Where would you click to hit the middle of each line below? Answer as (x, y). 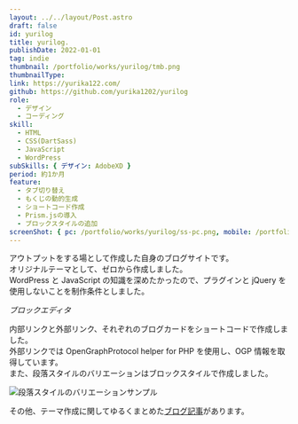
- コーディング (41, 116)
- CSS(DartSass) (47, 141)
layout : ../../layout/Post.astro (71, 17)
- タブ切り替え (41, 191)
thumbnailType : (37, 75)
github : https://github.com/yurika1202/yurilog (99, 91)
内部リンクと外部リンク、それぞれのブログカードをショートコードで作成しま (149, 329)
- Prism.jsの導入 (47, 215)
